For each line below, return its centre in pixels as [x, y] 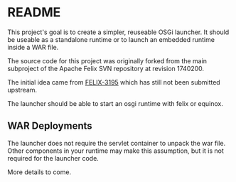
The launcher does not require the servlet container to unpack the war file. [117, 143]
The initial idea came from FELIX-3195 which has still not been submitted [114, 82]
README [34, 12]
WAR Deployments [50, 126]
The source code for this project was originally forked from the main [107, 60]
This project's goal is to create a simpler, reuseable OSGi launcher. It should [118, 32]
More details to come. [39, 172]
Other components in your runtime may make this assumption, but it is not [116, 151]
